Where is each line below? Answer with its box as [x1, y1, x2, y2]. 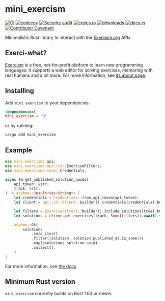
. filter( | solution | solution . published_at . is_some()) [31, 236, 144, 241]
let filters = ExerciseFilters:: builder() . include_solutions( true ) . [14, 208, 157, 214]
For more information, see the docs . [5, 263, 78, 269]
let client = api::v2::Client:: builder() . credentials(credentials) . [14, 200, 157, 205]
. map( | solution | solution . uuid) [31, 240, 98, 246]
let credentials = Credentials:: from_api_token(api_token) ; [14, 196, 139, 201]
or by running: [5, 123, 34, 129]
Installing [5, 87, 34, 95]
